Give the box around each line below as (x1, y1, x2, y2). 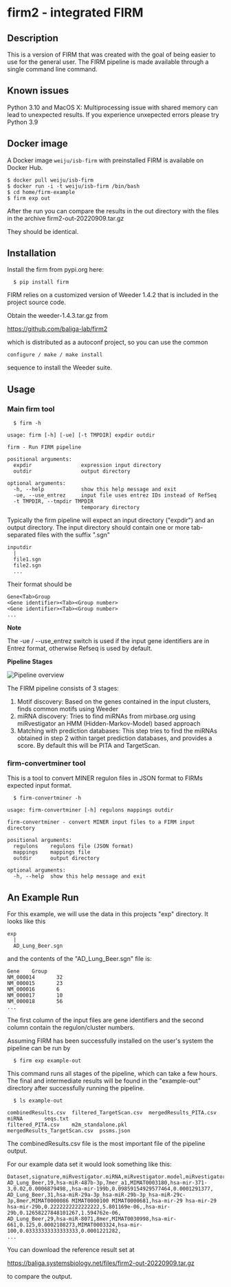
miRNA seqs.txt (7, 1116, 69, 1123)
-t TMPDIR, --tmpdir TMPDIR (13, 498, 94, 505)
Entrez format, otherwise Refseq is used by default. (7, 645, 153, 653)
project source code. (7, 298, 67, 307)
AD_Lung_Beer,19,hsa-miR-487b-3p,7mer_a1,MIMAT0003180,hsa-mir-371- (7, 1180, 208, 1187)
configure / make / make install (7, 352, 103, 358)
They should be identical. (7, 227, 79, 235)
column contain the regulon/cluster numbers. (7, 1024, 135, 1032)
